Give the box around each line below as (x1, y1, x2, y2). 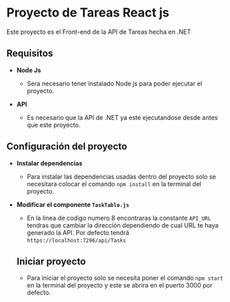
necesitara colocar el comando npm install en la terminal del (26, 179, 202, 188)
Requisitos (6, 48, 53, 59)
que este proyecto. (26, 121, 81, 129)
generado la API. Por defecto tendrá (26, 228, 129, 236)
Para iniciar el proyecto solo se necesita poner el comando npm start (26, 274, 224, 282)
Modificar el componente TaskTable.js (16, 200, 129, 208)
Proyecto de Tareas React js (6, 5, 170, 21)
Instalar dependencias (16, 159, 83, 167)
